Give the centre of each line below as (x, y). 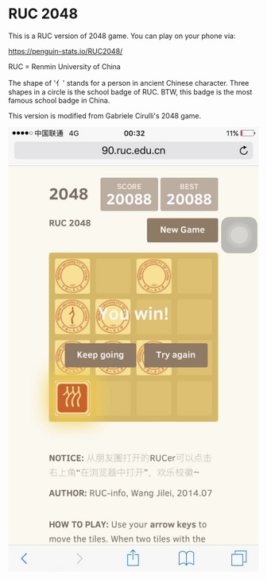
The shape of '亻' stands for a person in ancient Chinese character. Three (129, 83)
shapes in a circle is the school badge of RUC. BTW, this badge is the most (130, 91)
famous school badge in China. (59, 100)
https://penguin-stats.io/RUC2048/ (66, 51)
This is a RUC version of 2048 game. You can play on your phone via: (122, 36)
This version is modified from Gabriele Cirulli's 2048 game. (104, 115)
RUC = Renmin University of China (64, 66)
